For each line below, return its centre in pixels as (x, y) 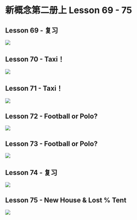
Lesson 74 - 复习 (31, 173)
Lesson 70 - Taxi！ (35, 59)
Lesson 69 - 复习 (32, 30)
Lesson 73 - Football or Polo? (51, 144)
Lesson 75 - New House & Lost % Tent (66, 200)
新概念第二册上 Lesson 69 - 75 (68, 10)
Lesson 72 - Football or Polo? (51, 117)
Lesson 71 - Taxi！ (34, 88)
